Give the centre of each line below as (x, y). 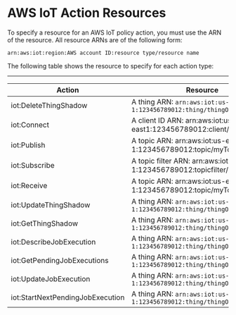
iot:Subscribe (33, 165)
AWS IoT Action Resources (87, 13)
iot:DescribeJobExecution (53, 242)
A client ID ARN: (157, 120)
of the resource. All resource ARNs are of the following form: (95, 39)
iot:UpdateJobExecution (51, 278)
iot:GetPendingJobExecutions (60, 260)
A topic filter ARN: (161, 161)
